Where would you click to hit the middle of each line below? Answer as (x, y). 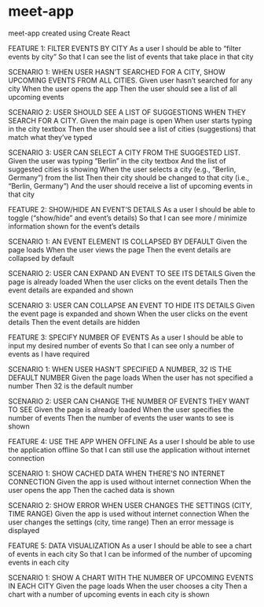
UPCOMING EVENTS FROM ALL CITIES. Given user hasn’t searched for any (130, 80)
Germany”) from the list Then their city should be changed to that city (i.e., (129, 177)
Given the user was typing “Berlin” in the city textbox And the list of (117, 160)
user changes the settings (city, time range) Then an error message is (121, 522)
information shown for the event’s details (74, 226)
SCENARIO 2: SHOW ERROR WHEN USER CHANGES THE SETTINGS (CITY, (130, 505)
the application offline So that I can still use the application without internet (129, 450)
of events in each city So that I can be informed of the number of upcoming (130, 554)
